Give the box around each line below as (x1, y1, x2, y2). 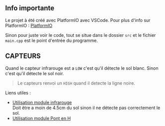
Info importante (5, 4, 55, 12)
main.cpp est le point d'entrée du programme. (5, 37, 98, 43)
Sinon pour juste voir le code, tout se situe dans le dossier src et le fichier (5, 32, 156, 38)
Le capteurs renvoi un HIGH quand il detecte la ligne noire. (17, 80, 135, 86)
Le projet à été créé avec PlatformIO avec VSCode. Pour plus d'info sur (5, 17, 151, 23)
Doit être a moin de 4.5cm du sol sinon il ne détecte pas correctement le (12, 105, 161, 111)
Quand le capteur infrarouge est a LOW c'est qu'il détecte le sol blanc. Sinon (5, 65, 159, 71)
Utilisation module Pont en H (12, 115, 71, 121)
